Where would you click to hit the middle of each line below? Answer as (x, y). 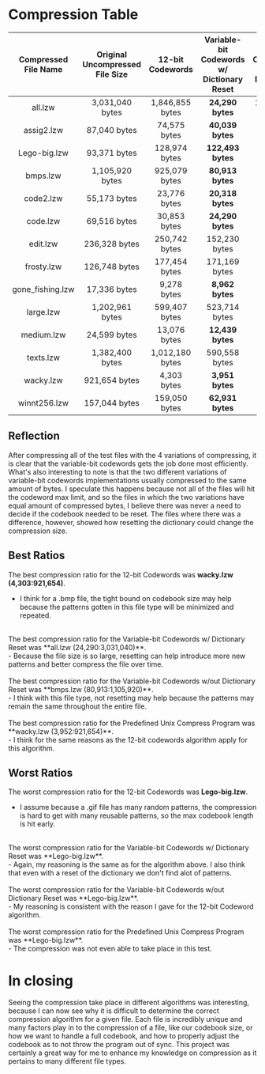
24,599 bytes (112, 335)
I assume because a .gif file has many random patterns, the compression (138, 807)
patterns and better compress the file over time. (86, 664)
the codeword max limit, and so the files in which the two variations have (126, 497)
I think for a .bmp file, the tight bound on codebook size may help (125, 598)
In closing (41, 980)
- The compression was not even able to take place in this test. (110, 949)
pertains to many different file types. (67, 1061)
